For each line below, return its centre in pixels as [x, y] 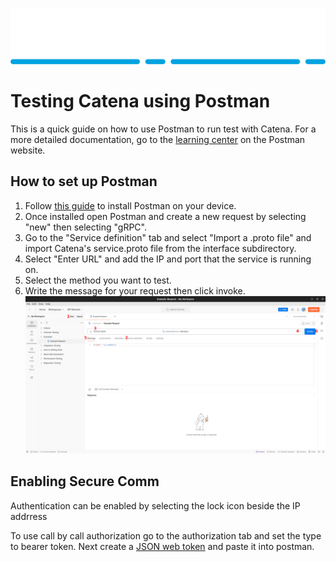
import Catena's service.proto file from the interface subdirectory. [160, 248]
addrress [29, 516]
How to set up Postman [84, 181]
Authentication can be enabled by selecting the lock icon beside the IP [155, 505]
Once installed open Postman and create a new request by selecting [165, 216]
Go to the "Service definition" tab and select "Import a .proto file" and [168, 237]
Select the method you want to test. [98, 280]
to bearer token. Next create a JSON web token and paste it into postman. [162, 546]
